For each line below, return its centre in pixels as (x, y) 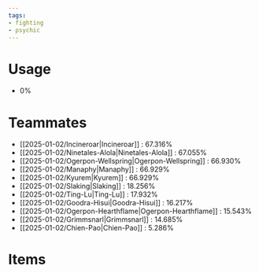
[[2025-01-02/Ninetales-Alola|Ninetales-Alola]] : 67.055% (113, 153)
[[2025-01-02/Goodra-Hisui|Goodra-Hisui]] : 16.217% (106, 203)
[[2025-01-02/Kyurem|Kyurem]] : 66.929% (89, 178)
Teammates (48, 122)
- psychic (24, 30)
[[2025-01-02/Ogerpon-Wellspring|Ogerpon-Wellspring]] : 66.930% (130, 161)
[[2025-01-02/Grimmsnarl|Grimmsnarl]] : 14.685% (101, 220)
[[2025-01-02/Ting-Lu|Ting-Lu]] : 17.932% (89, 194)
